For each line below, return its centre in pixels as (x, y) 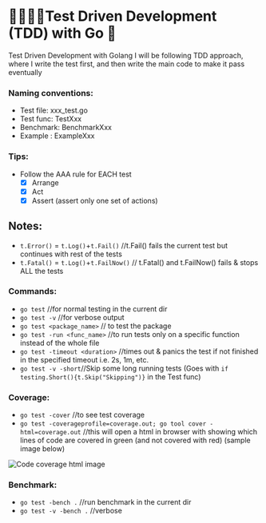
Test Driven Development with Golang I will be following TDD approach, (126, 55)
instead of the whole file (60, 343)
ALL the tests (42, 271)
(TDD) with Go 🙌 (62, 33)
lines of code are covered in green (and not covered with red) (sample (135, 440)
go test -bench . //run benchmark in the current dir (105, 502)
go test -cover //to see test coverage (82, 415)
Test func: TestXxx (51, 119)
